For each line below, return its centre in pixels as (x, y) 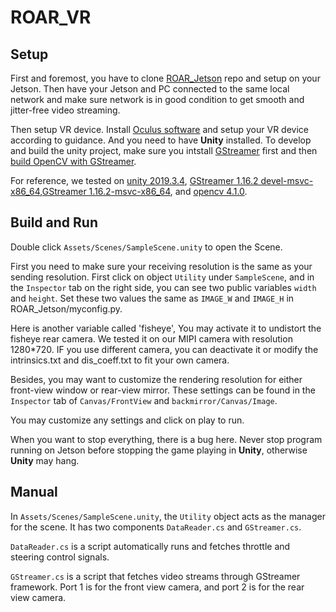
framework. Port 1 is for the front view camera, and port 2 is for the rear (157, 587)
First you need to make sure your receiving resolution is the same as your (161, 266)
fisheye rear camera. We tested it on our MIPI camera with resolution (151, 338)
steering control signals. (60, 557)
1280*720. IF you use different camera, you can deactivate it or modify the (164, 349)
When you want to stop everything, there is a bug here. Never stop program (166, 439)
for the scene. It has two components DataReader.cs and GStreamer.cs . (156, 527)
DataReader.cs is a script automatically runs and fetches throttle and (150, 546)
